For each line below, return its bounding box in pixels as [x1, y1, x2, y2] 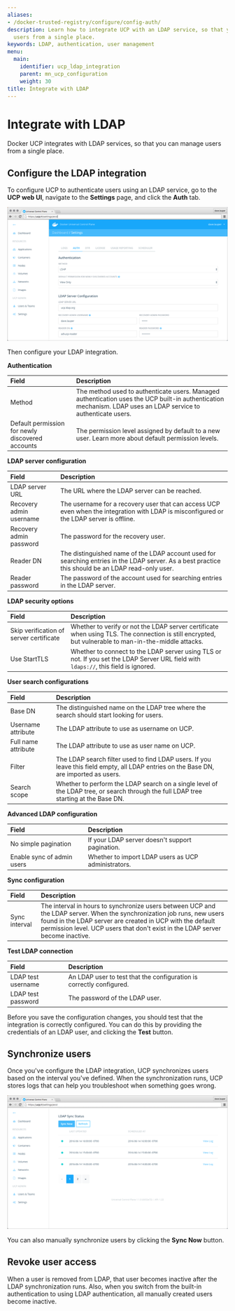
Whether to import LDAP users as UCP [87, 853, 199, 861]
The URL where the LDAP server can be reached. [60, 486, 201, 495]
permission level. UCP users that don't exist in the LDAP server [41, 924, 222, 932]
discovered [10, 434, 43, 442]
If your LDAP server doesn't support [87, 836, 192, 844]
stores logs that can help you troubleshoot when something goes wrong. [7, 1081, 217, 1090]
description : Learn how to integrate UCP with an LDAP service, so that [7, 26, 224, 33]
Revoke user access [7, 1256, 97, 1268]
